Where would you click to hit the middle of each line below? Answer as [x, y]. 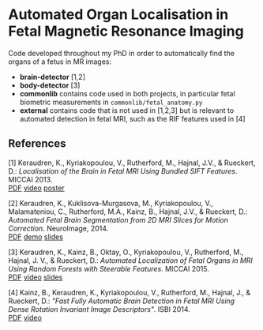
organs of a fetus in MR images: [60, 62]
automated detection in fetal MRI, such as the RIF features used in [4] [133, 118]
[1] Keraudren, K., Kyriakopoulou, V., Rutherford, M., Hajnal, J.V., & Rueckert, [132, 163]
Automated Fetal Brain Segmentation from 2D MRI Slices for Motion [118, 219]
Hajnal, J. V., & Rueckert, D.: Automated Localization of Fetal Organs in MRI [130, 260]
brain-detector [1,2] [52, 77]
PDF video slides [36, 277]
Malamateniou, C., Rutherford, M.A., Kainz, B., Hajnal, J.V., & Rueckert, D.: [128, 212]
